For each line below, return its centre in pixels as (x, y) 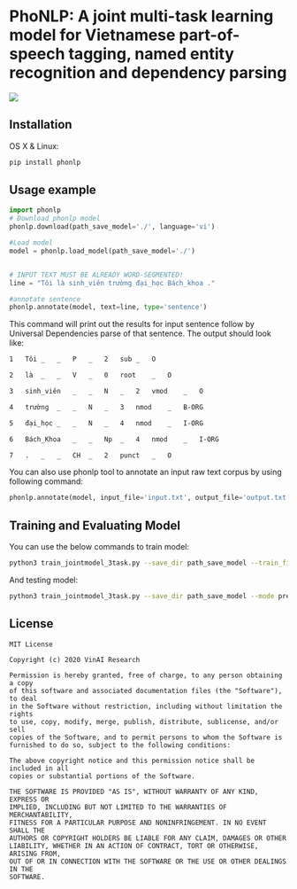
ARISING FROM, (35, 854)
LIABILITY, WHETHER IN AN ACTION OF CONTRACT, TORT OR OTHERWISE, (134, 846)
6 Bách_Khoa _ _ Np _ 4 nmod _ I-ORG (114, 439)
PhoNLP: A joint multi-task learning (141, 16)
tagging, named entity (151, 54)
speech (37, 54)
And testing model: (44, 580)
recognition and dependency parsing (148, 73)
